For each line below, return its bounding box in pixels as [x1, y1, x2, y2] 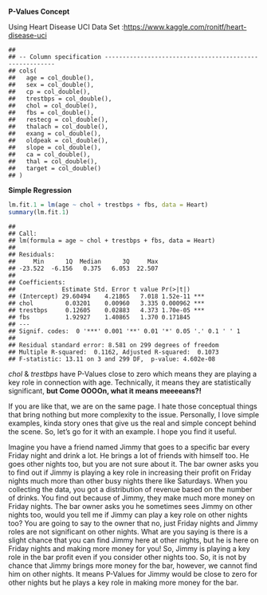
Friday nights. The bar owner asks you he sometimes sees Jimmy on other [8, 501, 253, 511]
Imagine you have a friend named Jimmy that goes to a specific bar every [8, 442, 250, 452]
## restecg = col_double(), [8, 115, 109, 123]
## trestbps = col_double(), [8, 95, 112, 103]
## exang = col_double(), [8, 130, 102, 138]
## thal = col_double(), [8, 158, 98, 166]
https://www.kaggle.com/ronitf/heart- [123, 22, 247, 31]
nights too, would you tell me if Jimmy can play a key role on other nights [8, 510, 249, 519]
